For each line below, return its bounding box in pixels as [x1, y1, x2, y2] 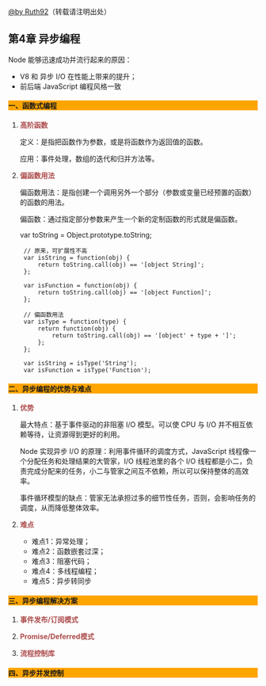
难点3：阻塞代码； [31, 557, 93, 566]
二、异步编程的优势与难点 [8, 383, 92, 394]
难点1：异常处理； [31, 537, 91, 547]
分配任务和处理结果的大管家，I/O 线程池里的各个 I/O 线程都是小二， [26, 456, 247, 466]
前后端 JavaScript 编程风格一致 [19, 82, 121, 91]
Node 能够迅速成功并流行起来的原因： [8, 55, 132, 64]
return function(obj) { [37, 325, 116, 333]
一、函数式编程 [8, 101, 57, 111]
